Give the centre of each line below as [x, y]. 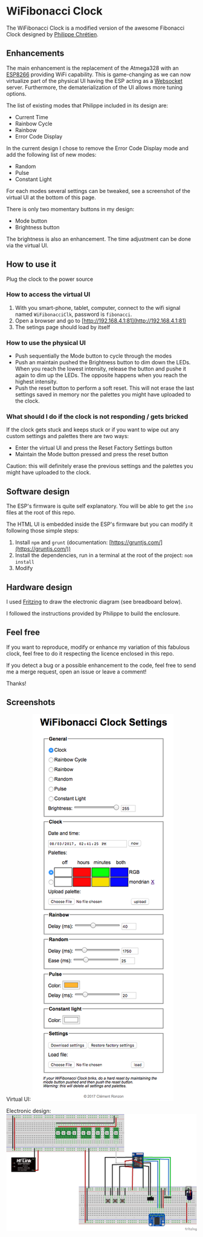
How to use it [31, 264]
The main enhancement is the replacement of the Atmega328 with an [93, 68]
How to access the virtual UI [48, 295]
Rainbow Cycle [34, 123]
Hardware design [39, 587]
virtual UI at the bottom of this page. [51, 197]
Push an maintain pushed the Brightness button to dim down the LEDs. [103, 363]
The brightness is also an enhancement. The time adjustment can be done [99, 239]
